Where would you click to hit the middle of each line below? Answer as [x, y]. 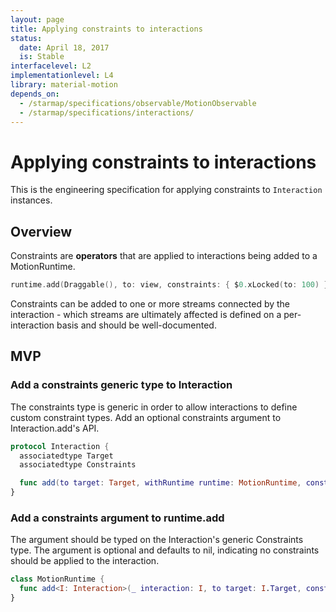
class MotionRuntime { [57, 579]
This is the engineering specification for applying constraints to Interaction [166, 190]
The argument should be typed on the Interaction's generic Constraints [157, 540]
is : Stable [42, 57]
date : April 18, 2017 [64, 47]
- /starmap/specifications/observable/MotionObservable [138, 103]
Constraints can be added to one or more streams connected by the [150, 304]
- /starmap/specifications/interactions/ [107, 112]
